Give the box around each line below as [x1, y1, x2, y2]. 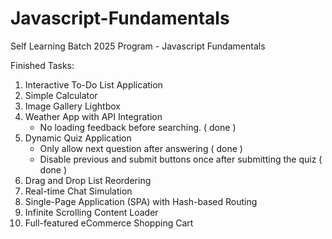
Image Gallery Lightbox [24, 100, 121, 112]
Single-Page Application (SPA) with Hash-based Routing [24, 195, 258, 207]
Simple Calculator [24, 89, 98, 101]
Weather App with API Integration [24, 110, 163, 122]
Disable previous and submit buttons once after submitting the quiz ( [39, 153, 323, 165]
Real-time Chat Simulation [24, 185, 133, 197]
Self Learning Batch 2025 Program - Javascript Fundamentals [10, 40, 266, 52]
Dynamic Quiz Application [24, 132, 132, 144]
